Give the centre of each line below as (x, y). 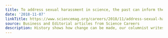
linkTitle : (16, 19)
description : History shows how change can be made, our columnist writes (85, 28)
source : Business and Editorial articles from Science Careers (72, 23)
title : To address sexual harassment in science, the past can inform (80, 10)
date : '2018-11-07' (25, 14)
